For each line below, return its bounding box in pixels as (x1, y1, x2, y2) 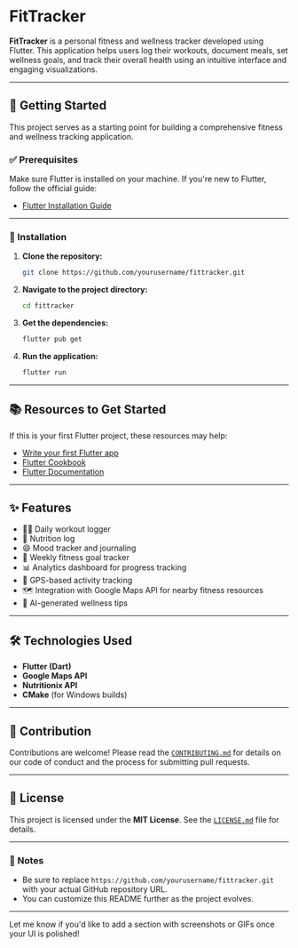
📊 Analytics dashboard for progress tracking (21, 562, 187, 573)
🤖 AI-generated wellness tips (21, 598, 129, 608)
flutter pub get (21, 335, 82, 344)
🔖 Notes (9, 854, 44, 866)
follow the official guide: (9, 183, 98, 194)
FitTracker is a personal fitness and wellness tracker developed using (9, 36, 264, 46)
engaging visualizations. (9, 64, 98, 75)
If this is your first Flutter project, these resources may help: (9, 430, 228, 441)
